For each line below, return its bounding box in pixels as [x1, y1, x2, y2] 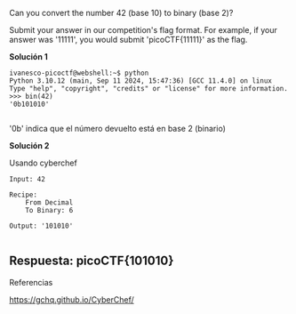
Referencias [9, 277, 53, 287]
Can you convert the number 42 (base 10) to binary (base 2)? [9, 8, 234, 18]
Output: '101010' [9, 221, 74, 230]
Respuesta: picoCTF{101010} [9, 254, 174, 269]
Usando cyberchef [9, 157, 77, 168]
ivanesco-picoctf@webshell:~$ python [9, 68, 149, 77]
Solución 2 [9, 141, 50, 150]
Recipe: [9, 190, 38, 199]
